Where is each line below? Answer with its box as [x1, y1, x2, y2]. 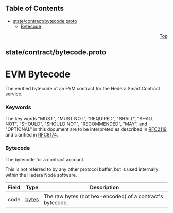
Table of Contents [5, 4, 64, 13]
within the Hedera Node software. [5, 171, 77, 178]
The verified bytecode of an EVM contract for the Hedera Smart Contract [5, 86, 161, 92]
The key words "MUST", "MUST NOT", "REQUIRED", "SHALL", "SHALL [5, 115, 154, 122]
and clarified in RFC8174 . [5, 132, 58, 138]
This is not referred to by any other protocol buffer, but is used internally [5, 166, 159, 172]
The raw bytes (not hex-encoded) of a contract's [43, 192, 163, 200]
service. [5, 91, 23, 97]
